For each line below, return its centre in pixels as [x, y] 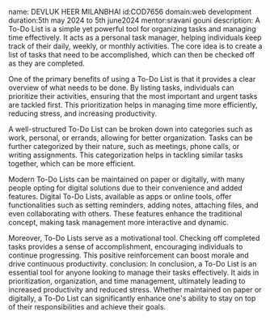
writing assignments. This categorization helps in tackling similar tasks [126, 155]
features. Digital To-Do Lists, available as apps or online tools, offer [120, 196]
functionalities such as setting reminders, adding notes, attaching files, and [133, 205]
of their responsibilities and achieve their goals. [87, 307]
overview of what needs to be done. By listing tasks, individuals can [121, 87]
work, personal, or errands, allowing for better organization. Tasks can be [131, 138]
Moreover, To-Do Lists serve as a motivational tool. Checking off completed [134, 238]
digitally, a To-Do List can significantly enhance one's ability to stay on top [132, 298]
